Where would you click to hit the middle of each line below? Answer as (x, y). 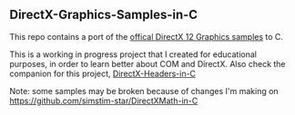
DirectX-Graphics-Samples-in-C (104, 15)
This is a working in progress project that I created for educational (133, 54)
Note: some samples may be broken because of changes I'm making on (144, 91)
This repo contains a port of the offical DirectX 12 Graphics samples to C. (147, 36)
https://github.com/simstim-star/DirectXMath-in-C (104, 101)
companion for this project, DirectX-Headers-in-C (103, 73)
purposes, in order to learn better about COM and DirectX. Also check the (147, 63)
